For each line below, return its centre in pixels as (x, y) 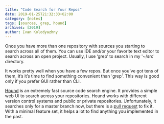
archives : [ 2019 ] (23, 28)
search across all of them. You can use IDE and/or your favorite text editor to (82, 51)
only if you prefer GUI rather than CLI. (43, 81)
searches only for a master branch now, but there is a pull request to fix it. (80, 106)
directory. (15, 62)
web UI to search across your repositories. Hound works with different (76, 96)
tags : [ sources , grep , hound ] (36, 23)
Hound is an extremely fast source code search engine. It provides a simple (81, 91)
